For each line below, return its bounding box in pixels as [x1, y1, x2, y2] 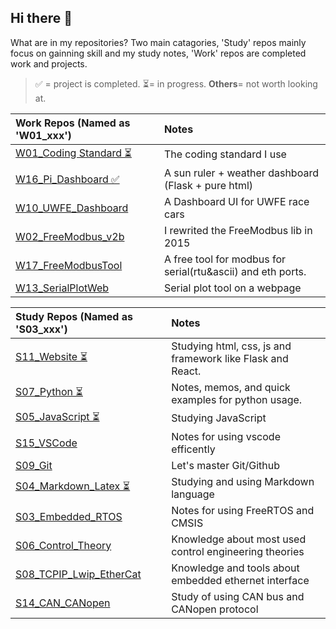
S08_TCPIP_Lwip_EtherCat [15, 567, 142, 581]
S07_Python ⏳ [15, 385, 83, 399]
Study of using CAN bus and [171, 589, 305, 603]
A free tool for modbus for [163, 252, 287, 266]
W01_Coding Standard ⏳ [15, 146, 132, 160]
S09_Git [15, 458, 53, 472]
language [171, 487, 215, 501]
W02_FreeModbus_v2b [15, 229, 125, 243]
